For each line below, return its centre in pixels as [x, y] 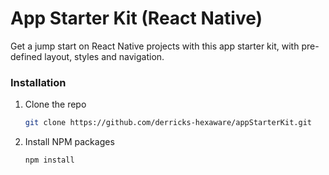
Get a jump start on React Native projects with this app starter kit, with [155, 46]
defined [26, 56]
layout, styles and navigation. [104, 56]
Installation [38, 82]
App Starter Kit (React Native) [136, 18]
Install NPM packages [69, 142]
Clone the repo [55, 104]
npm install [49, 160]
